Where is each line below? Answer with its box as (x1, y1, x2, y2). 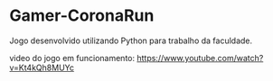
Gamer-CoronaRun (9, 5, 155, 26)
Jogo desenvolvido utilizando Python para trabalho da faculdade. (9, 35, 253, 46)
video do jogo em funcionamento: (9, 52, 136, 63)
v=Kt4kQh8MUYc (9, 62, 75, 73)
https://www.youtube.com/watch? (136, 52, 264, 63)
